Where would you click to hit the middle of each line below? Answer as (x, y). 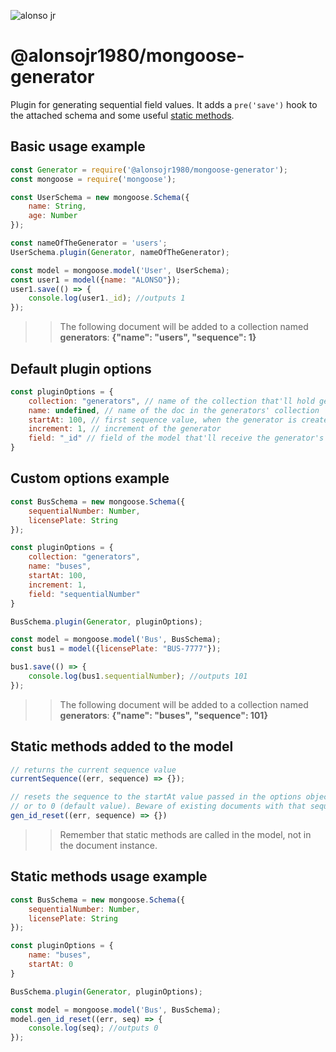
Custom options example (90, 478)
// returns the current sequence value (93, 770)
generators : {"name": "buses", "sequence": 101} (163, 715)
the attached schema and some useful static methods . (122, 115)
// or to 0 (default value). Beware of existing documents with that (158, 806)
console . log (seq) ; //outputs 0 (93, 1028)
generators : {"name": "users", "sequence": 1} (158, 337)
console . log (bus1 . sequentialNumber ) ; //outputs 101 (138, 676)
